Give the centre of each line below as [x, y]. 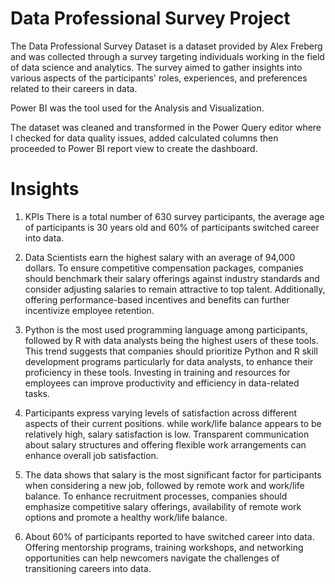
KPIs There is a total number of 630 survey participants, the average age [174, 216]
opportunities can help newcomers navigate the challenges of [152, 558]
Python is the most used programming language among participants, [166, 329]
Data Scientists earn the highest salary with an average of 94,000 [160, 257]
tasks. [37, 393]
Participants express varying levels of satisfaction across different [161, 413]
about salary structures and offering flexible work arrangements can [165, 444]
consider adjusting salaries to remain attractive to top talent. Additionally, [175, 289]
